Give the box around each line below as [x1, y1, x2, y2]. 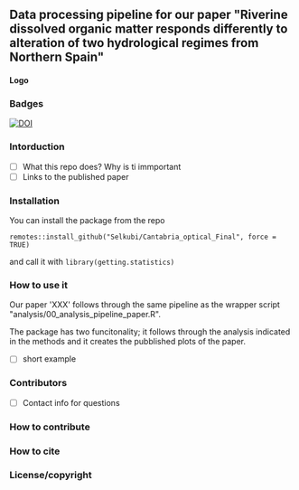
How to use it [9, 278, 68, 291]
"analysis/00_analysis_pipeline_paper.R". [9, 309, 161, 320]
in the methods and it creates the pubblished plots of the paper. [9, 336, 247, 347]
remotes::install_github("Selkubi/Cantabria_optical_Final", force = [9, 232, 277, 241]
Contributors [9, 377, 68, 390]
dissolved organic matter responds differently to [9, 22, 288, 37]
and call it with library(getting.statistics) [9, 257, 175, 267]
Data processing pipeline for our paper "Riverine [9, 7, 288, 23]
